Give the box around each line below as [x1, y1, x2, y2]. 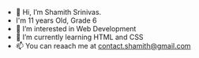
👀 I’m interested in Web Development [15, 24, 137, 33]
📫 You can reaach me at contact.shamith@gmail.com [15, 42, 191, 50]
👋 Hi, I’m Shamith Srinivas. [15, 8, 102, 16]
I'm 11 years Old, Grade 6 [15, 16, 97, 25]
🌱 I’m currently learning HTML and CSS [15, 32, 144, 42]
